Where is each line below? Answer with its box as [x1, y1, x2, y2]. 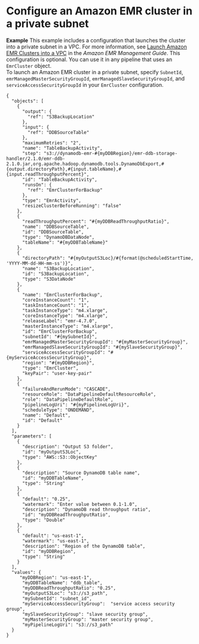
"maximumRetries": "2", [22, 139, 82, 146]
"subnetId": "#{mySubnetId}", [22, 333, 97, 339]
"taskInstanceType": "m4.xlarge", [22, 307, 109, 314]
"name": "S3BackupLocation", [22, 265, 95, 272]
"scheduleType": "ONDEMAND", [22, 407, 95, 413]
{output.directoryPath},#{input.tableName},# [6, 166, 121, 172]
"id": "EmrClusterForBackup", [22, 328, 97, 335]
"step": [22, 150, 42, 156]
